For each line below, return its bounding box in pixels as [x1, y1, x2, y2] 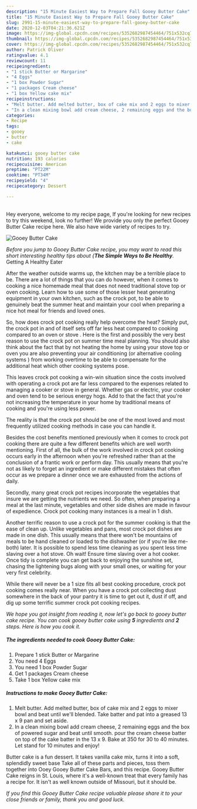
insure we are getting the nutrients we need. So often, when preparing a [6, 495, 180, 502]
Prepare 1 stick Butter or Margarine [14, 651, 99, 658]
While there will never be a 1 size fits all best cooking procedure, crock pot [6, 580, 186, 588]
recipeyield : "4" [6, 177, 49, 184]
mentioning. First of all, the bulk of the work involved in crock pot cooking [6, 446, 184, 453]
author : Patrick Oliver [6, 47, 64, 53]
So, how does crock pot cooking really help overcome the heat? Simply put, [6, 318, 189, 325]
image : [6, 31, 22, 36]
